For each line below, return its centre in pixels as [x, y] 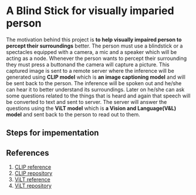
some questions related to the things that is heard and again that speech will [98, 96]
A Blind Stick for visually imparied [90, 11]
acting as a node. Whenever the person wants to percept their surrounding [97, 58]
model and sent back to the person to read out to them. [73, 114]
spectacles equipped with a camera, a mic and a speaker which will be [92, 52]
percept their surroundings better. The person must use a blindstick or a [94, 46]
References [28, 153]
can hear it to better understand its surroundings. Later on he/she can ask [95, 89]
